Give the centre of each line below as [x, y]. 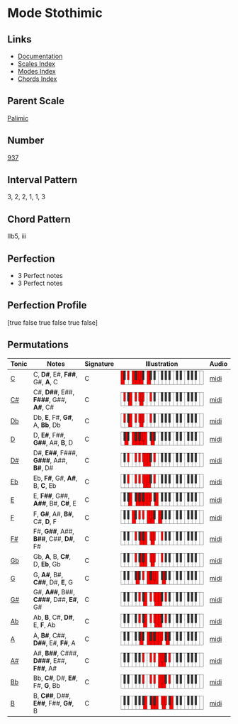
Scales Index [36, 64]
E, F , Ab [44, 625]
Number [26, 141]
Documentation [40, 56]
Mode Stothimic [55, 13]
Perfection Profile [47, 305]
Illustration [162, 364]
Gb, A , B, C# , [52, 557]
